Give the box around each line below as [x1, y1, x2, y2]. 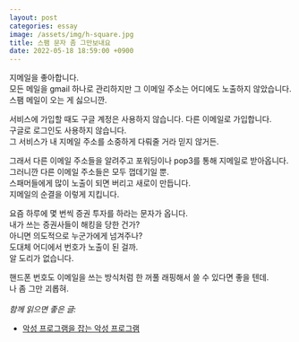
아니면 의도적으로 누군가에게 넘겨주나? [9, 231, 143, 241]
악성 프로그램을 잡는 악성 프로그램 [21, 323, 141, 334]
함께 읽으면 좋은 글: [9, 304, 76, 315]
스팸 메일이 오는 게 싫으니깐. [9, 95, 107, 106]
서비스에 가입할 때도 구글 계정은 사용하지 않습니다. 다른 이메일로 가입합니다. [9, 114, 272, 125]
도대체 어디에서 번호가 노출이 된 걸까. [9, 241, 139, 252]
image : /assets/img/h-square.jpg [9, 30, 134, 39]
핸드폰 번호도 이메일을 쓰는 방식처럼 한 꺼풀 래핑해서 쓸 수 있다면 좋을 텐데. [9, 272, 269, 283]
